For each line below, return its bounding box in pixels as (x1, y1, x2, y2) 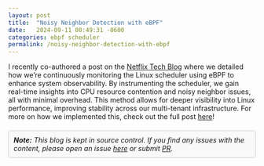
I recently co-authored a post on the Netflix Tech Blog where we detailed (8, 62, 244, 71)
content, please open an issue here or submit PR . (13, 144, 173, 153)
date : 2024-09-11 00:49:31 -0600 (8, 26, 125, 34)
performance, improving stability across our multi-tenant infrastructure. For (8, 103, 252, 114)
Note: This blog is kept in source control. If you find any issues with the (13, 135, 245, 145)
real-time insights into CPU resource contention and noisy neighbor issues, (8, 87, 251, 96)
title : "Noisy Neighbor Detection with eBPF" (8, 19, 163, 27)
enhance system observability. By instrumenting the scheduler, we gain (8, 79, 240, 88)
